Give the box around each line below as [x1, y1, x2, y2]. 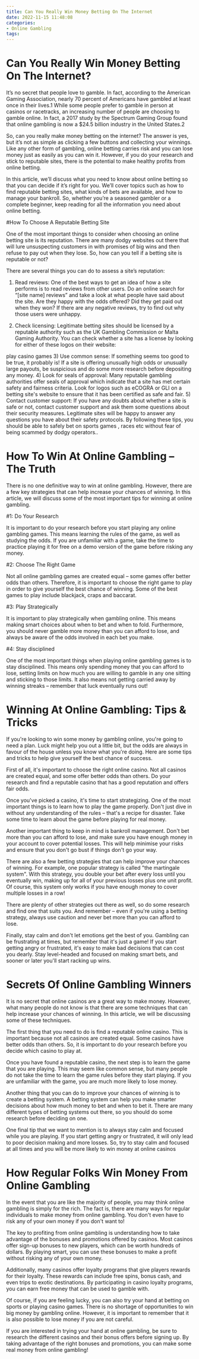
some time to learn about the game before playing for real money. [6, 816, 167, 823]
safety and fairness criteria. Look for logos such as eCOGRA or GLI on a [6, 384, 182, 391]
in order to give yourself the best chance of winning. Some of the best [6, 585, 178, 592]
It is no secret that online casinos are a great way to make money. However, [6, 997, 191, 1005]
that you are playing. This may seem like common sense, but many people [6, 1065, 188, 1072]
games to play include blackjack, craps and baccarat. [6, 592, 137, 598]
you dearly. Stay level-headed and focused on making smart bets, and [6, 950, 178, 958]
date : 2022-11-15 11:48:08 [6, 14, 73, 20]
